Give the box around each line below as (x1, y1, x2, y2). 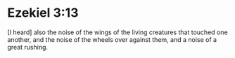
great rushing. (7, 43, 48, 51)
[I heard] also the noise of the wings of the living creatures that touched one (7, 28, 228, 36)
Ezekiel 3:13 (7, 5, 79, 21)
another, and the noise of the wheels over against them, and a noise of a (7, 35, 217, 43)
